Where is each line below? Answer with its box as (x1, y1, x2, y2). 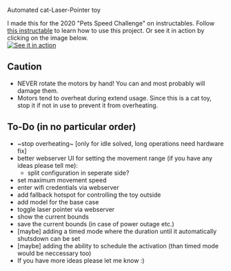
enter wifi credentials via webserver (17, 183, 119, 191)
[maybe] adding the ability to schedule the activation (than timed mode (17, 241, 219, 250)
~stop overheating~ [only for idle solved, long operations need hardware (17, 139, 224, 147)
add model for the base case (17, 197, 99, 206)
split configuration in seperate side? (27, 169, 130, 177)
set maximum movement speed (17, 175, 107, 184)
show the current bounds (17, 213, 90, 221)
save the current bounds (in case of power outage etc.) (17, 219, 174, 228)
